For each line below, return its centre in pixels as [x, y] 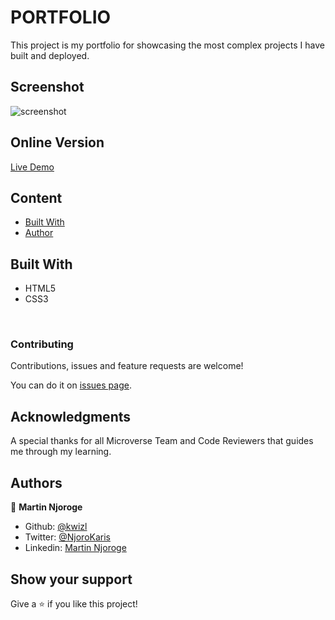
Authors [36, 482]
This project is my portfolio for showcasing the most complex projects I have [167, 45]
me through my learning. [61, 452]
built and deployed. [50, 55]
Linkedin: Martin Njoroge [75, 548]
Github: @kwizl [56, 527]
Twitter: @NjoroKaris [67, 537]
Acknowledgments [71, 416]
